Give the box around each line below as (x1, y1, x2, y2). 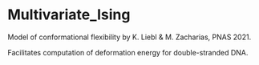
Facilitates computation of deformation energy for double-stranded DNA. (7, 47, 249, 57)
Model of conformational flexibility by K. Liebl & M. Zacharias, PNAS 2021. (7, 32, 252, 42)
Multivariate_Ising (7, 6, 131, 24)
